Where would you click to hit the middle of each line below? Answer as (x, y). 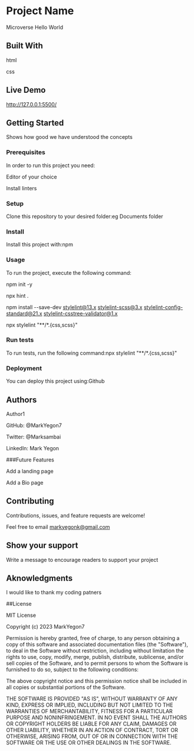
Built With (24, 46)
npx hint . (17, 295)
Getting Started (35, 123)
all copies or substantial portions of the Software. (66, 687)
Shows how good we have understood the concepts (69, 137)
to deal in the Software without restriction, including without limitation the (95, 651)
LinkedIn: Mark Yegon (33, 448)
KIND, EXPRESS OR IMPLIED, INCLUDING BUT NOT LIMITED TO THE (90, 705)
